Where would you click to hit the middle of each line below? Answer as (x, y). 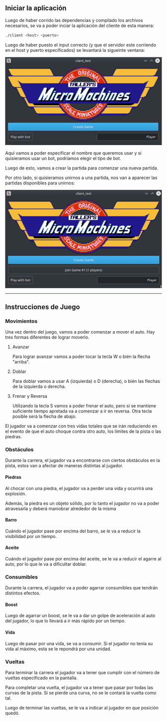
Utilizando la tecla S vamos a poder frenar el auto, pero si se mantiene (84, 406)
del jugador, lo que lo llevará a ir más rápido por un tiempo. (65, 621)
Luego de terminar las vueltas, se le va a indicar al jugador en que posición (82, 708)
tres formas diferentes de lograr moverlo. (47, 337)
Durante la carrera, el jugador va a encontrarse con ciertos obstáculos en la (83, 460)
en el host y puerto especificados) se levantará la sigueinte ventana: (75, 50)
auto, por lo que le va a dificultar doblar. (46, 564)
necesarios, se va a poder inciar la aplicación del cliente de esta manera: (80, 25)
